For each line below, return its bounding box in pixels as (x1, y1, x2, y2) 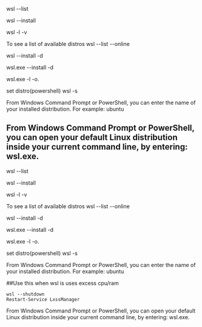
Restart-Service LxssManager (6, 296, 80, 302)
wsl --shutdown (6, 291, 45, 297)
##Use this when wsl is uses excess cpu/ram (6, 279, 120, 286)
